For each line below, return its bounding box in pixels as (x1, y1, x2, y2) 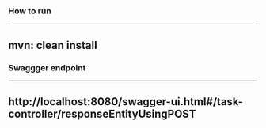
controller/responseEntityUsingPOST (8, 107, 196, 121)
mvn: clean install (8, 38, 97, 52)
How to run (8, 6, 51, 17)
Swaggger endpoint (8, 62, 86, 73)
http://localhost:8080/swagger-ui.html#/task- (8, 95, 244, 108)
